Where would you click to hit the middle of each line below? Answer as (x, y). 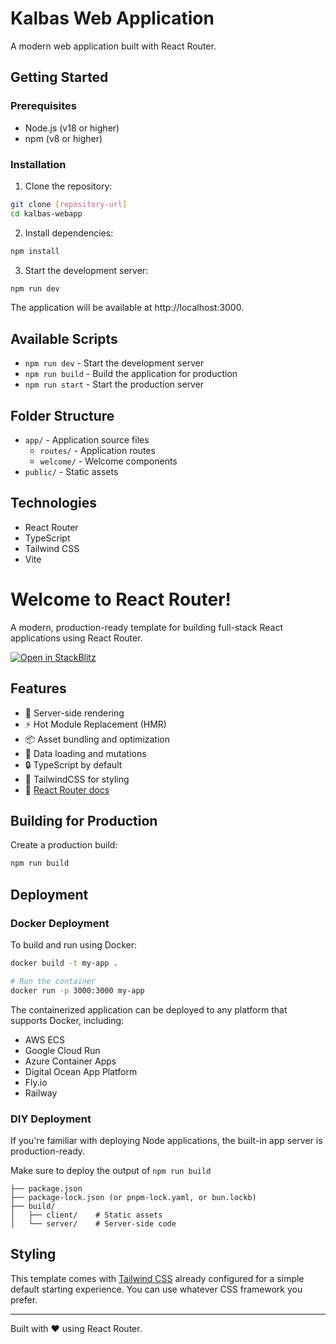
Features (38, 688)
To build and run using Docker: (74, 944)
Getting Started (59, 77)
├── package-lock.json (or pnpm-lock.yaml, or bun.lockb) (133, 1197)
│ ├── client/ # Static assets (86, 1215)
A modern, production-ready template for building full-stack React (147, 627)
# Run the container (53, 981)
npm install (35, 251)
